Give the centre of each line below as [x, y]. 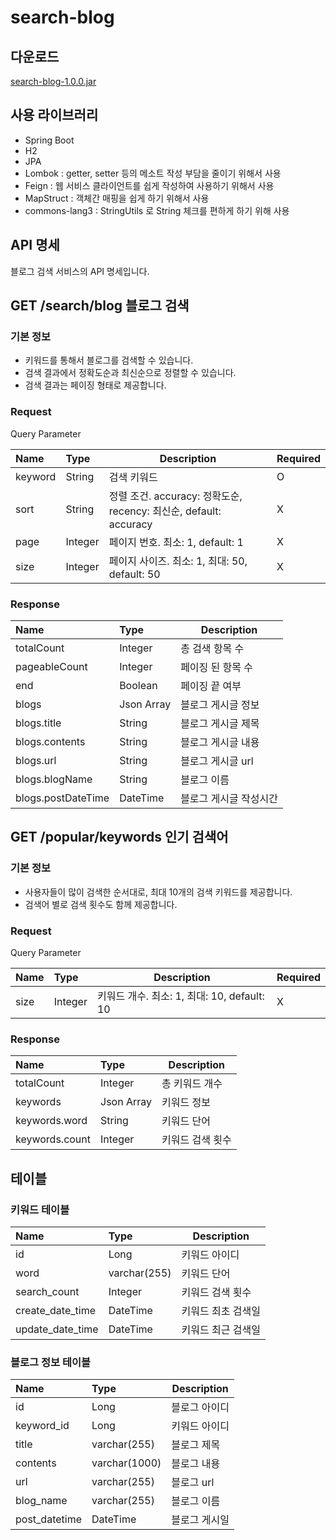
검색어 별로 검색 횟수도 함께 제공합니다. [101, 904]
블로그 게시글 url [217, 761]
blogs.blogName [54, 779]
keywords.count [53, 1139]
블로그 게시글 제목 [220, 723]
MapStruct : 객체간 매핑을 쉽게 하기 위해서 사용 [117, 198]
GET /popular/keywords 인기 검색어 [119, 837]
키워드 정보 [186, 1103]
